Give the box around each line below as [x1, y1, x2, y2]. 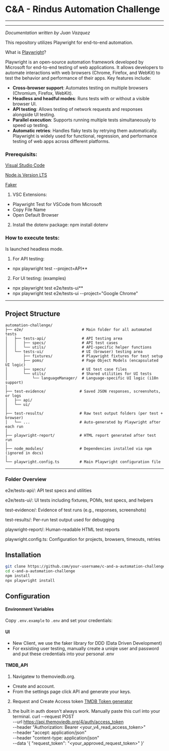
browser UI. [12, 101, 37, 107]
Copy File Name [12, 207, 46, 213]
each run [5, 424, 24, 429]
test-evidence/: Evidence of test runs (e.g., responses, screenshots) [5, 507, 147, 513]
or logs [5, 393, 22, 398]
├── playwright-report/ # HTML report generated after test [5, 433, 156, 438]
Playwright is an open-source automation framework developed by [5, 59, 144, 65]
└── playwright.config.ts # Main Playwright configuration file [5, 459, 161, 464]
